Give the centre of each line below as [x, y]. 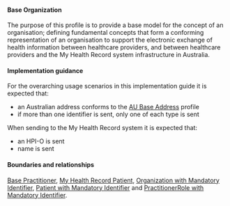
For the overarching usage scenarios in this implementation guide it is [107, 86]
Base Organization [34, 10]
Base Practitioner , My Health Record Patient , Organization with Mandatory [113, 180]
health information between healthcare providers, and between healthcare [114, 47]
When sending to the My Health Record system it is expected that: [102, 128]
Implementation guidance [45, 70]
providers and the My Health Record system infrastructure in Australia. [109, 55]
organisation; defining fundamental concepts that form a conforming [106, 33]
